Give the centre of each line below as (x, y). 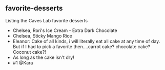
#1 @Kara (23, 62)
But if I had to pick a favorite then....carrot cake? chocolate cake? (81, 46)
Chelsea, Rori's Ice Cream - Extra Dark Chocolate (65, 30)
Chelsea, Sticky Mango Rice (43, 36)
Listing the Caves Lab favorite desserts (47, 20)
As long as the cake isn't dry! (43, 57)
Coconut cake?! (29, 52)
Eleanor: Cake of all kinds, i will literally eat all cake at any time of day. (86, 41)
